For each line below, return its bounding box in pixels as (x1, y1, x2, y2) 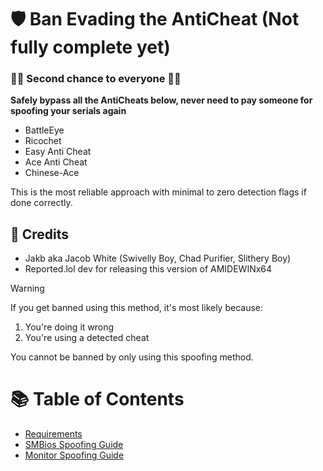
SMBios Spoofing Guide (24, 439, 124, 451)
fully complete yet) (10, 36, 171, 59)
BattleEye (24, 124, 65, 136)
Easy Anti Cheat (24, 146, 92, 158)
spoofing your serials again (10, 105, 127, 117)
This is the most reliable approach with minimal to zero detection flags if (10, 186, 307, 198)
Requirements (24, 428, 83, 440)
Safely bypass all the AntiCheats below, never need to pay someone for (10, 94, 313, 106)
